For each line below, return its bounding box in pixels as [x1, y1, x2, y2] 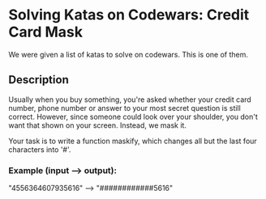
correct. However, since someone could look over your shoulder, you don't [8, 112, 258, 121]
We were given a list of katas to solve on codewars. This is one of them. [8, 49, 249, 59]
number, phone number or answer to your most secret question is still [8, 103, 241, 112]
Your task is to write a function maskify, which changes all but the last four [8, 136, 257, 146]
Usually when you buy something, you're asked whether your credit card [8, 95, 251, 104]
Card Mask [8, 23, 84, 41]
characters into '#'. [8, 144, 71, 155]
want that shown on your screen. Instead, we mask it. [8, 120, 187, 130]
